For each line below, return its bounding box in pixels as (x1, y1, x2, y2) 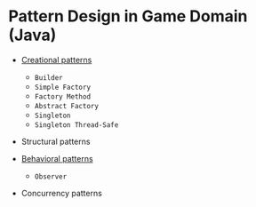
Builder (34, 73, 63, 82)
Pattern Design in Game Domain (8, 6, 248, 27)
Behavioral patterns (20, 153, 94, 163)
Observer (34, 171, 68, 181)
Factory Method (34, 92, 91, 101)
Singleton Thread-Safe (34, 120, 119, 130)
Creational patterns (20, 54, 92, 65)
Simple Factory (34, 83, 91, 92)
